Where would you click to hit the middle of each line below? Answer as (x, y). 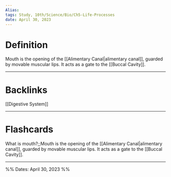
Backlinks (26, 90)
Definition (27, 45)
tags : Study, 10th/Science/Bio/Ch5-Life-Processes (60, 15)
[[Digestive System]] (27, 104)
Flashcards (29, 130)
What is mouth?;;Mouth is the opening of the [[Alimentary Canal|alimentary (84, 144)
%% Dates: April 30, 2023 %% (38, 169)
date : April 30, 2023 (28, 19)
